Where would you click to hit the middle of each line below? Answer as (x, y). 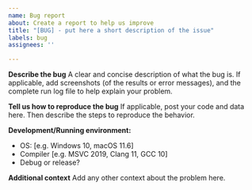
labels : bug (28, 38)
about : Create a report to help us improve (81, 23)
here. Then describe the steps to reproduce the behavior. (102, 115)
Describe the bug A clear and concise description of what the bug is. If (124, 74)
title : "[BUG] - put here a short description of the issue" (111, 30)
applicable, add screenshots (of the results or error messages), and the (125, 83)
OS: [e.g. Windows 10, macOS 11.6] (76, 146)
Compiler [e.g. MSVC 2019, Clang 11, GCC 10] (94, 154)
